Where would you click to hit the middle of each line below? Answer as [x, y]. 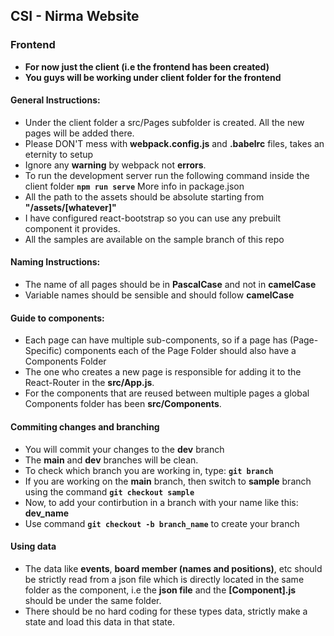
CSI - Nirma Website [75, 16]
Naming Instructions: [55, 262]
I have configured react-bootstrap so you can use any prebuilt [153, 218]
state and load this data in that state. [100, 621]
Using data [33, 546]
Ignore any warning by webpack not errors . [115, 165]
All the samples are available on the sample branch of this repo [154, 239]
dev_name [47, 513]
